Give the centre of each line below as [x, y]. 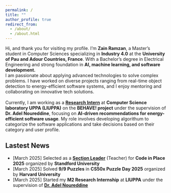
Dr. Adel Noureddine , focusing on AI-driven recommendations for [76, 113]
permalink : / [19, 10]
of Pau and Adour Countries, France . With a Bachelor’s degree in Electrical [84, 59]
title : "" [16, 15]
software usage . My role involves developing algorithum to [87, 119]
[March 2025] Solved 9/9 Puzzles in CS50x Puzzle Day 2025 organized [89, 168]
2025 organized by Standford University [56, 163]
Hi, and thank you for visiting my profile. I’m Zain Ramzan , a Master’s [78, 48]
